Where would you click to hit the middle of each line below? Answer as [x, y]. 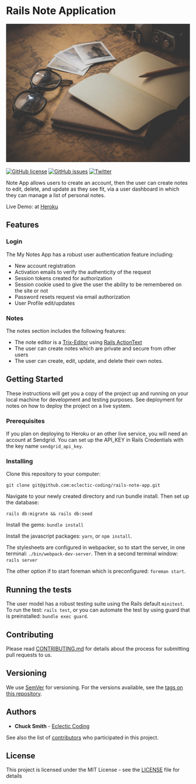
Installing [20, 461]
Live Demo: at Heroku [32, 207]
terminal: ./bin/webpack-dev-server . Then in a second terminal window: [92, 553]
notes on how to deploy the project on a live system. [69, 405]
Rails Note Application [61, 11]
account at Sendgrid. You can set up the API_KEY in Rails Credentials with [95, 440]
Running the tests [39, 589]
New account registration [45, 266]
